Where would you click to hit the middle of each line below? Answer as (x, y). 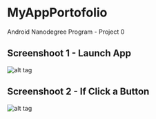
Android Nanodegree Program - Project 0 (66, 32)
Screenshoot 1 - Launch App (69, 53)
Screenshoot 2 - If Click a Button (78, 92)
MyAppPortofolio (57, 13)
